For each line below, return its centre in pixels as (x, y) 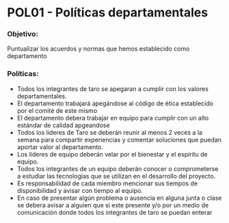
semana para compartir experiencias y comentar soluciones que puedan (119, 140)
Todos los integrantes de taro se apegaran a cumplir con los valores (112, 89)
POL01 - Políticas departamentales (108, 13)
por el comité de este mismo (57, 110)
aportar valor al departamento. (60, 147)
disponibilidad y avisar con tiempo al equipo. (80, 190)
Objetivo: (23, 34)
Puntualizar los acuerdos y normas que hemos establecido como (98, 49)
